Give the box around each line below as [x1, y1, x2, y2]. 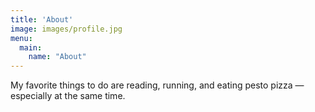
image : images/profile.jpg [10, 24, 123, 34]
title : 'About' [10, 14, 74, 25]
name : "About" [28, 52, 87, 62]
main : [19, 42, 43, 53]
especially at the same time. [10, 90, 126, 102]
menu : [10, 33, 33, 43]
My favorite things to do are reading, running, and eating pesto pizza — [10, 79, 305, 91]
